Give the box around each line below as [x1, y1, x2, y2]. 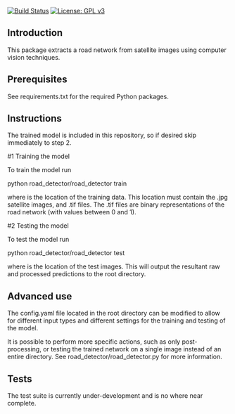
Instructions [7, 112, 62, 124]
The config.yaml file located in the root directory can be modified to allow [7, 309, 220, 318]
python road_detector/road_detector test [7, 249, 125, 257]
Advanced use [7, 290, 72, 302]
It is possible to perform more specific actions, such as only [7, 337, 181, 346]
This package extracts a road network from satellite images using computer [7, 46, 227, 54]
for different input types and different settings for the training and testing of [7, 316, 227, 325]
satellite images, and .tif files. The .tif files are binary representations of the [7, 200, 225, 209]
